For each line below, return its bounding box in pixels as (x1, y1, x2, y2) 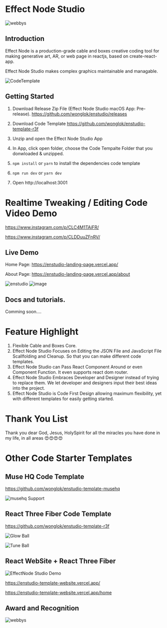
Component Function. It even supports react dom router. (12, 369, 129, 375)
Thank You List (5, 413, 68, 425)
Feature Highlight (5, 326, 79, 338)
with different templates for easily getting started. (12, 396, 114, 402)
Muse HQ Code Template (5, 472, 85, 481)
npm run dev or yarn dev (12, 170, 62, 176)
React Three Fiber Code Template (5, 510, 112, 518)
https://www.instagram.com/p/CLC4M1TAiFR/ (5, 224, 99, 230)
